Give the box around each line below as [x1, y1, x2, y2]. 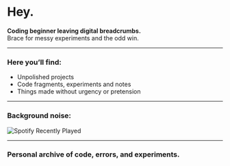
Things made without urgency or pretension [16, 87, 141, 96]
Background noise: [7, 111, 72, 120]
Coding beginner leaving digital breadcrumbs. [7, 27, 142, 35]
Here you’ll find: [7, 57, 62, 67]
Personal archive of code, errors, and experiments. [7, 150, 180, 159]
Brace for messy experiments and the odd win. [7, 33, 139, 42]
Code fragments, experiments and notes [16, 80, 131, 89]
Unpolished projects [16, 73, 74, 81]
